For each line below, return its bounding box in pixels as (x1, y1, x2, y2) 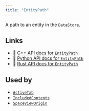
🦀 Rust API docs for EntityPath (12, 61, 78, 67)
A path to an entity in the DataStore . (5, 21, 80, 28)
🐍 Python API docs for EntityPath (12, 55, 83, 61)
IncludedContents (12, 96, 50, 101)
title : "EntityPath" (5, 7, 50, 13)
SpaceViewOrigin (12, 101, 48, 106)
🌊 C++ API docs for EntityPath (12, 50, 78, 56)
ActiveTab (12, 90, 34, 95)
